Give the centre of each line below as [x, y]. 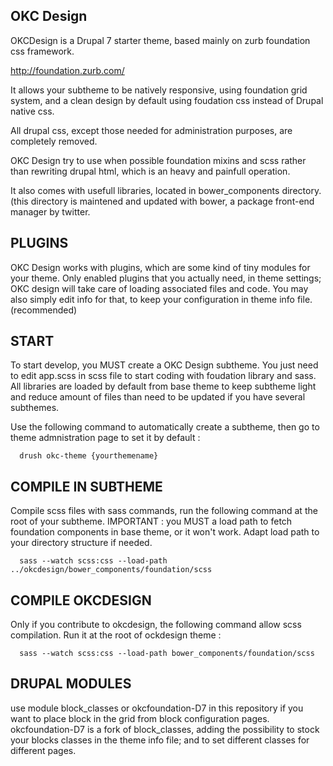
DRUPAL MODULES [71, 684]
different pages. [43, 750]
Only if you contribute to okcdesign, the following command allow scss [156, 625]
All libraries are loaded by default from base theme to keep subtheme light [163, 386]
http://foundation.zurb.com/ [67, 70]
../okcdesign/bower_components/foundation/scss [111, 570]
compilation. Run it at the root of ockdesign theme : [116, 635]
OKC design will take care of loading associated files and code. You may [159, 288]
